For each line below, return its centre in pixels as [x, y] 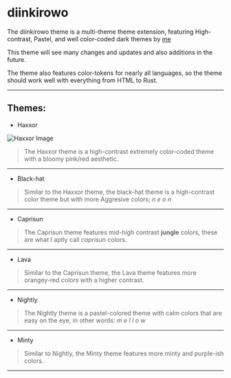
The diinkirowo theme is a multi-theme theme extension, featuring [100, 32]
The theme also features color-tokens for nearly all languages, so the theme [115, 73]
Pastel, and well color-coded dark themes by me [103, 38]
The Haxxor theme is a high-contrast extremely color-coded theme [119, 151]
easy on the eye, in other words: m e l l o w [85, 320]
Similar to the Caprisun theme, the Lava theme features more [110, 272]
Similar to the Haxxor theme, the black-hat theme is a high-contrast [119, 192]
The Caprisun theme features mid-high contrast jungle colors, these [121, 232]
